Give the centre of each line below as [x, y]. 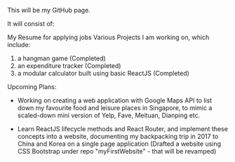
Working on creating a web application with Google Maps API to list [115, 100]
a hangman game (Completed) [62, 58]
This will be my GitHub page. [49, 10]
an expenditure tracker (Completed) [69, 66]
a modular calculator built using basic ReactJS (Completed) [103, 73]
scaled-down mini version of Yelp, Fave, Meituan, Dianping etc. [109, 115]
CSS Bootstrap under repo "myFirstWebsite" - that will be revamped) [117, 151]
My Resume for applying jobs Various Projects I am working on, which [108, 37]
